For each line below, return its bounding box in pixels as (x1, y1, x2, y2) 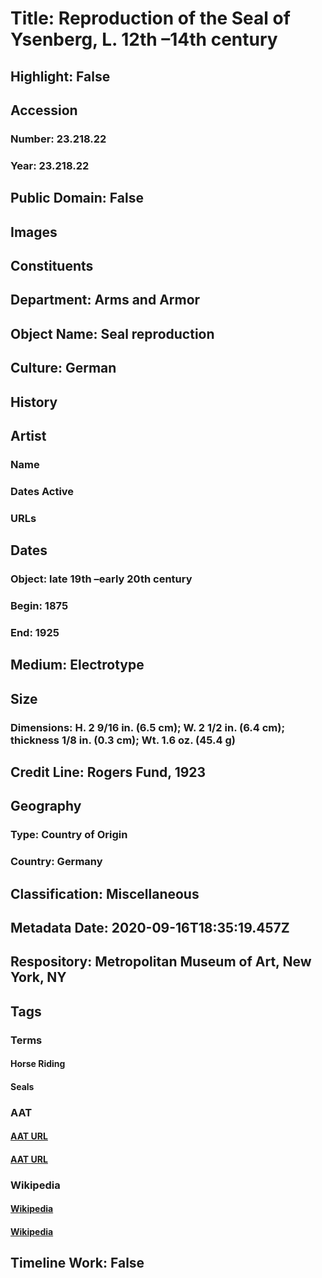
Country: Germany (10, 855, 103, 869)
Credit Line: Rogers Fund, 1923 (10, 763, 207, 781)
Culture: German (10, 360, 117, 377)
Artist (10, 427, 47, 444)
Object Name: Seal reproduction (10, 325, 215, 342)
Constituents (10, 257, 94, 274)
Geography (10, 798, 82, 815)
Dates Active (10, 484, 75, 498)
